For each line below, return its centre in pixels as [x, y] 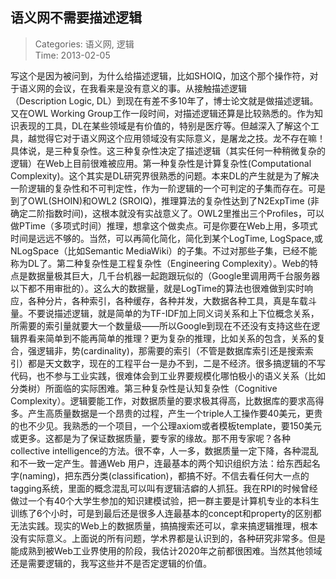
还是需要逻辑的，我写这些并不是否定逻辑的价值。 [111, 563]
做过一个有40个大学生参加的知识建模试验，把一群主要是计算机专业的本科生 [165, 500]
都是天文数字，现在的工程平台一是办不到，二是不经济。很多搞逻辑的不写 [176, 363]
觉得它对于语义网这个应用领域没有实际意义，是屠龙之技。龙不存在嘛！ [181, 138]
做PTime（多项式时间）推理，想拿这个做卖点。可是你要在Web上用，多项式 [164, 225]
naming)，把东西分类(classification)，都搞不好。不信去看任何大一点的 [166, 475]
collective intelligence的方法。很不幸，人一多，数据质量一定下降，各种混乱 [164, 450]
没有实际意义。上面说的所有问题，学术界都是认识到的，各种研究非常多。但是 [168, 538]
